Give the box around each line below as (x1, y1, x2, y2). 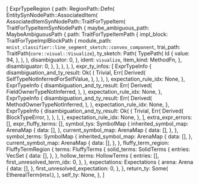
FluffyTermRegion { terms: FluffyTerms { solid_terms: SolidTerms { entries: (6, 146, 191, 153)
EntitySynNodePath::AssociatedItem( (6, 11, 98, 19)
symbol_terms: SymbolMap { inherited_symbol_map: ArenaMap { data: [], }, (6, 133, 193, 140)
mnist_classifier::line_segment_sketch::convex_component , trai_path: (6, 43, 181, 51)
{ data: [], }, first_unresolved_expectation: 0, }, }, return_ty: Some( (6, 165, 168, 172)
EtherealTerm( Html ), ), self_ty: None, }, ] (6, 171, 105, 178)
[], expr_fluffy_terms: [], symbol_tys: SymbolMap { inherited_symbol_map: (6, 120, 189, 127)
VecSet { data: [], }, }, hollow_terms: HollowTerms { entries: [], (6, 152, 159, 159)
